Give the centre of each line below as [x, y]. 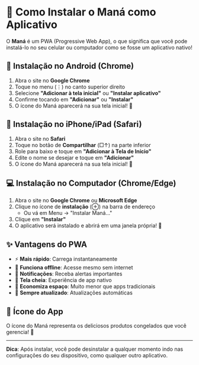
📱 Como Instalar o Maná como [81, 12]
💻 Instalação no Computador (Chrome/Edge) [91, 183]
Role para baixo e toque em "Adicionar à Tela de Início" [83, 151]
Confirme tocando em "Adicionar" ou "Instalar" [74, 99]
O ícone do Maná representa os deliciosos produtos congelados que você [96, 326]
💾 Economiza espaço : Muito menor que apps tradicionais [85, 287]
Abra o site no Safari [40, 138]
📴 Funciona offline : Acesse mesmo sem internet [74, 268]
